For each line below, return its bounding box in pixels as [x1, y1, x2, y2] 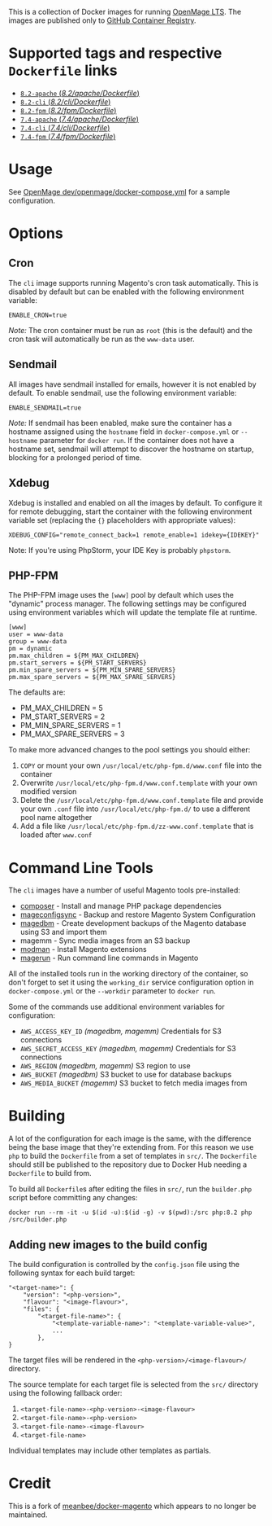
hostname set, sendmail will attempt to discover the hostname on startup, [8, 444, 254, 454]
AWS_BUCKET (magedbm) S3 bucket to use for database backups [19, 1070, 232, 1080]
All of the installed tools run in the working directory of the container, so [8, 969, 249, 979]
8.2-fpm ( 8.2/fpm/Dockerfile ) [19, 105, 117, 115]
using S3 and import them [19, 927, 107, 937]
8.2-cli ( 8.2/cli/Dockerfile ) [19, 97, 111, 107]
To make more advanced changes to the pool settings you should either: [8, 745, 251, 755]
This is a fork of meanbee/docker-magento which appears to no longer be [8, 1501, 257, 1511]
